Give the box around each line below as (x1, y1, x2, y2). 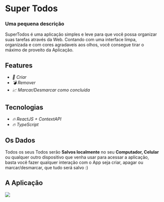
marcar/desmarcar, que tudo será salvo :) (5, 164, 88, 170)
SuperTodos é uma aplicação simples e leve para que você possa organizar (5, 31, 157, 37)
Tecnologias (5, 103, 43, 112)
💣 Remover (12, 80, 36, 86)
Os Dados (5, 136, 36, 144)
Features (5, 61, 33, 69)
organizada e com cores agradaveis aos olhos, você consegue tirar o (5, 42, 144, 48)
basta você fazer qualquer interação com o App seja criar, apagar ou (5, 159, 143, 165)
